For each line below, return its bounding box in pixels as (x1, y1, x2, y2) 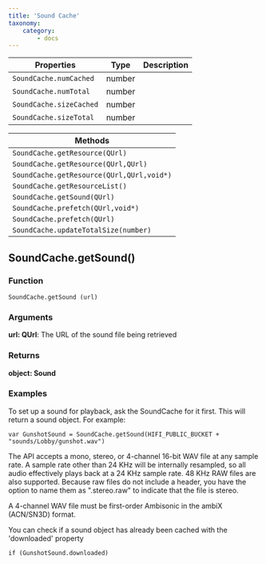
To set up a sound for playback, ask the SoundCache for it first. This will (8, 406, 246, 416)
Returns (8, 350, 40, 361)
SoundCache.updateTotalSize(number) (12, 226, 152, 235)
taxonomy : (8, 19, 42, 27)
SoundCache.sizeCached (12, 100, 98, 109)
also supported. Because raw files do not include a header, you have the (8, 477, 247, 486)
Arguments (8, 312, 54, 323)
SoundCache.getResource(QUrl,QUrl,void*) (12, 171, 173, 180)
